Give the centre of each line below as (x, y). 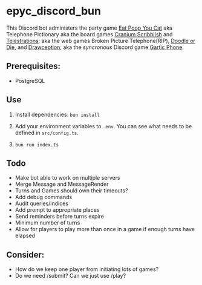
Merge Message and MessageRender (62, 184)
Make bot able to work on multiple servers (67, 178)
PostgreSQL (30, 80)
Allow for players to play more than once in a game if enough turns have (105, 229)
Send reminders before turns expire (59, 217)
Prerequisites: (33, 66)
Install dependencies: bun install (57, 114)
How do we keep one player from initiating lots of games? (87, 269)
